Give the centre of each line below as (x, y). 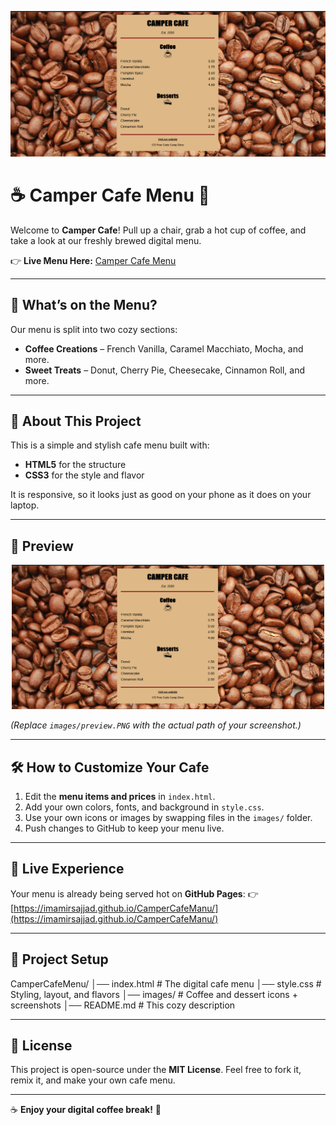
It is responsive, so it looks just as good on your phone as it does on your (161, 495)
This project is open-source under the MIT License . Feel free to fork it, (156, 1070)
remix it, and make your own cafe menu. (93, 1080)
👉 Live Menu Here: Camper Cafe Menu (93, 260)
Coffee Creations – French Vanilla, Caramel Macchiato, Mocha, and (164, 348)
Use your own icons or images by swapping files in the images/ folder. (168, 817)
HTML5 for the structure (75, 465)
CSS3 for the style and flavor (84, 475)
